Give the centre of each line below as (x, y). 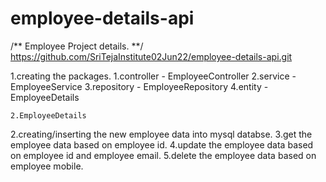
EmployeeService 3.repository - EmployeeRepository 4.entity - (139, 86)
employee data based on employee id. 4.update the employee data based (162, 144)
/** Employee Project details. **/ (77, 46)
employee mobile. (47, 166)
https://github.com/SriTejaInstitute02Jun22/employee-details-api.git (151, 56)
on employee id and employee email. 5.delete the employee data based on (163, 155)
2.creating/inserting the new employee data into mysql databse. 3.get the (161, 134)
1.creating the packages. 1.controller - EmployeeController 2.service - (153, 76)
